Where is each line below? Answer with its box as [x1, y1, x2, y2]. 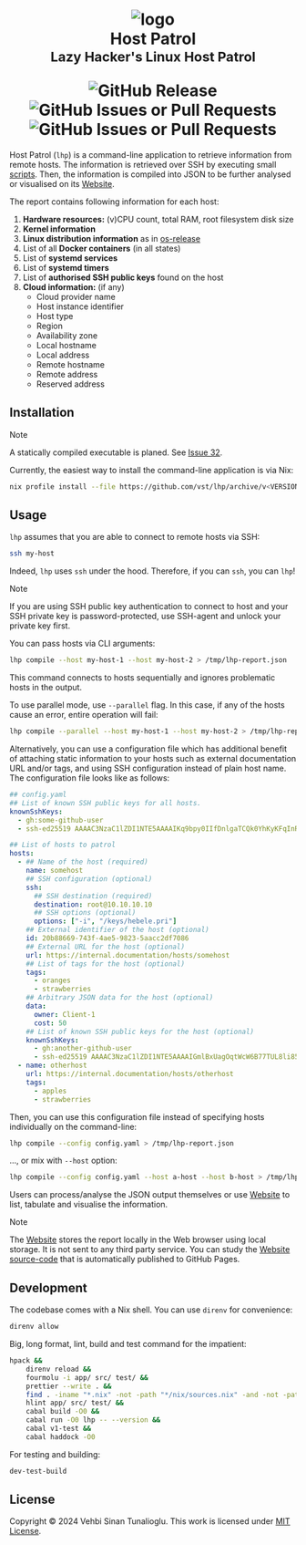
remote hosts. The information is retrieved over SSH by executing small [9, 159, 277, 170]
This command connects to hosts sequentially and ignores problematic [9, 672, 276, 683]
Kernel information [22, 223, 96, 234]
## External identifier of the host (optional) [25, 926, 209, 935]
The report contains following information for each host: [9, 196, 219, 207]
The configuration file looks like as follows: [9, 772, 170, 783]
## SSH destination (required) [33, 891, 153, 900]
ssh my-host [9, 549, 55, 558]
